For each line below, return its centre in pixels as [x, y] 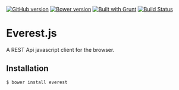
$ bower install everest [37, 82]
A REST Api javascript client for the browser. [60, 49]
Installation [27, 69]
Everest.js [32, 33]
